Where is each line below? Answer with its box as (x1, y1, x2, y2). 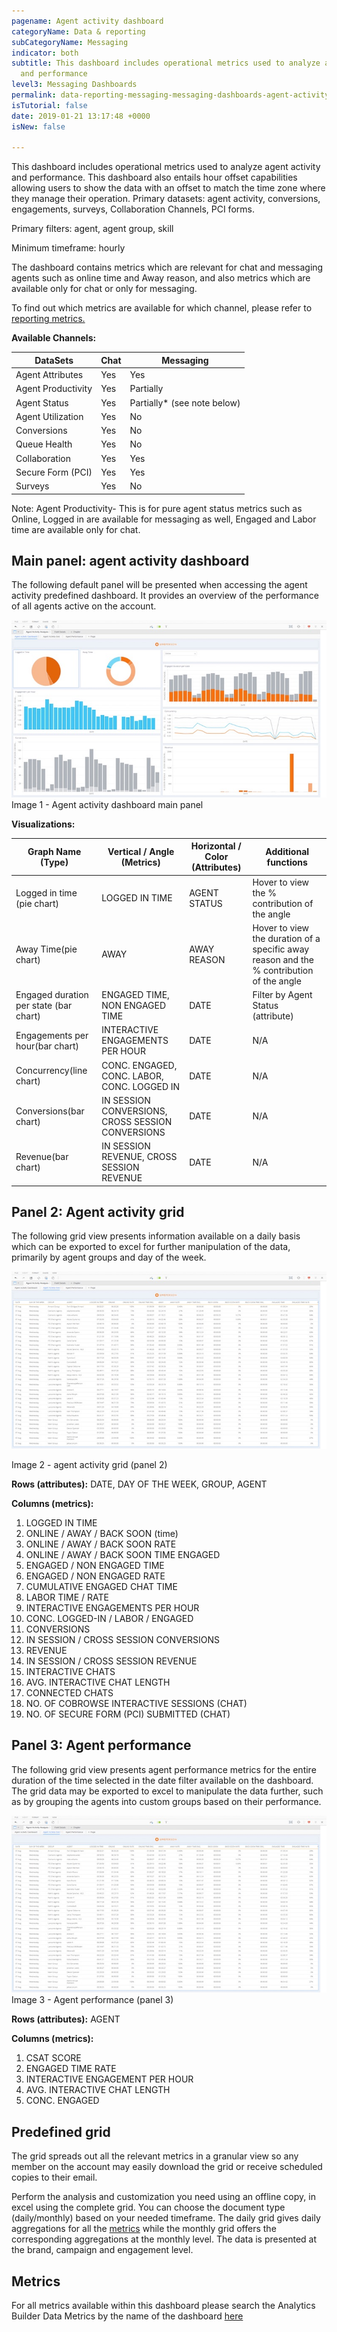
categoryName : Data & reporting (11, 26, 146, 37)
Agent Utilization (15, 410, 84, 422)
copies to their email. (11, 2171, 98, 2184)
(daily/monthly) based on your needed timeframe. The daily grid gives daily (11, 2212, 321, 2224)
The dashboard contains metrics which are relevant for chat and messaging (11, 261, 324, 274)
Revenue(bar (15, 1151, 69, 1163)
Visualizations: (11, 818, 76, 830)
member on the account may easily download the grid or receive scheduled (11, 2161, 323, 2173)
